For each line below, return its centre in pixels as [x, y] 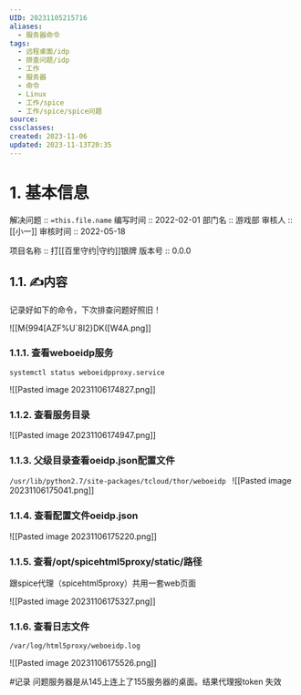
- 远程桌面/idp [44, 52]
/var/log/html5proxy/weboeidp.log [75, 646]
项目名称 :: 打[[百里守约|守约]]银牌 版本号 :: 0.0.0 [100, 250]
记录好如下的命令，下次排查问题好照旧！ [85, 310]
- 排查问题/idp [44, 60]
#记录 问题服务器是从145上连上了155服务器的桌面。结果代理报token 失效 [145, 682]
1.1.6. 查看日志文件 [50, 627]
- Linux [32, 94]
